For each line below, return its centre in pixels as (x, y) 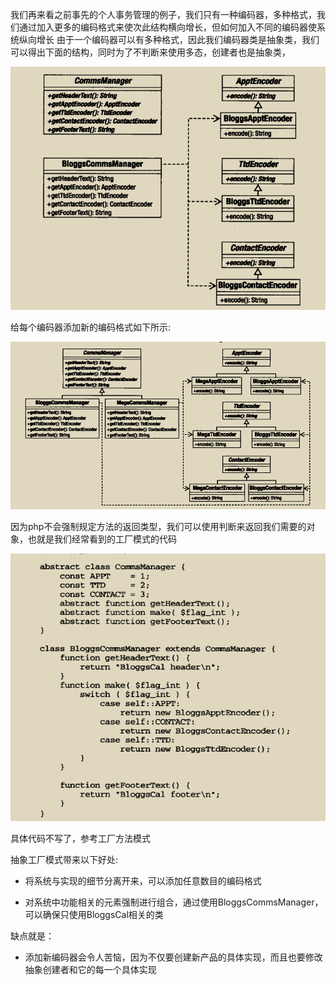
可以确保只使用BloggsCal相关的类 (94, 914)
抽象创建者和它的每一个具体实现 (90, 969)
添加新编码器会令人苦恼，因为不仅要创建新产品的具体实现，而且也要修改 (173, 957)
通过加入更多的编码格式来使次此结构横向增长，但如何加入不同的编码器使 (167, 27)
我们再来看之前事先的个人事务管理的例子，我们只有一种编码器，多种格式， (163, 14)
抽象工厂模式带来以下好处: (64, 859)
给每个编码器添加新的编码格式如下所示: (91, 327)
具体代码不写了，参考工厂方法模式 (80, 838)
